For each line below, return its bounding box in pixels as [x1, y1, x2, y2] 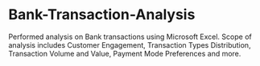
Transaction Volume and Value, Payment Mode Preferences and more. [8, 49, 241, 58]
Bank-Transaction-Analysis [8, 6, 196, 24]
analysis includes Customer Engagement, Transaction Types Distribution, [8, 40, 251, 49]
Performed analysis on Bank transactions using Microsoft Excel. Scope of [8, 32, 252, 41]
